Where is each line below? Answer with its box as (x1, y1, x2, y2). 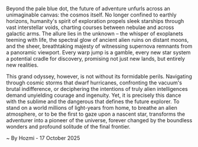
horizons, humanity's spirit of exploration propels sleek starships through (6, 18, 184, 24)
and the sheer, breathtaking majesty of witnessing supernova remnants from (6, 43, 193, 50)
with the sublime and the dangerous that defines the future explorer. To (6, 98, 180, 105)
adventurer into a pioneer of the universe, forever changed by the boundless (6, 117, 193, 123)
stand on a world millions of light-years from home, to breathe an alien (6, 104, 177, 111)
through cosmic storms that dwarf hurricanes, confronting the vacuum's (6, 79, 182, 86)
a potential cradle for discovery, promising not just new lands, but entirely (6, 55, 185, 62)
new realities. (6, 61, 39, 68)
